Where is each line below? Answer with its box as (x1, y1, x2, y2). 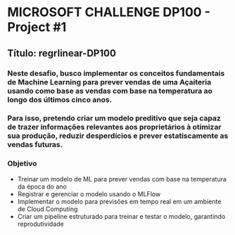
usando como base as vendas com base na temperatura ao (7, 86, 213, 96)
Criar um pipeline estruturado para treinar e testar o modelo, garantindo (17, 212, 226, 220)
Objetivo (7, 159, 37, 169)
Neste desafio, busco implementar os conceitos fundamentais (7, 68, 225, 78)
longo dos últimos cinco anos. (7, 94, 113, 104)
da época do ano (17, 182, 67, 191)
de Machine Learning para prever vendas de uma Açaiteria (7, 77, 212, 87)
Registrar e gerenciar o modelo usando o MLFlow (17, 189, 161, 198)
